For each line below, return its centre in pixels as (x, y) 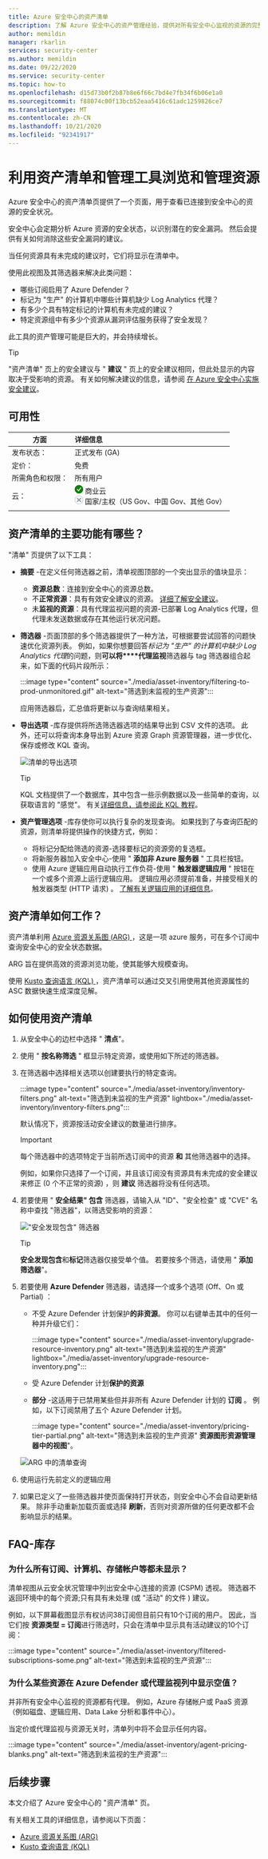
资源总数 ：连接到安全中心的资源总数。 (95, 588)
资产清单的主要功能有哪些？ (77, 534)
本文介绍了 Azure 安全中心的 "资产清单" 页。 (81, 1803)
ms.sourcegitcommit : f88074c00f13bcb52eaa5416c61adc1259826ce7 (116, 101)
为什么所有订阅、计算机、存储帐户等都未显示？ (98, 1569)
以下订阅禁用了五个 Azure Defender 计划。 (116, 1410)
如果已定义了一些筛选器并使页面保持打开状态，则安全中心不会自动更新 (135, 1497)
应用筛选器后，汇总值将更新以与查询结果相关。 (97, 708)
